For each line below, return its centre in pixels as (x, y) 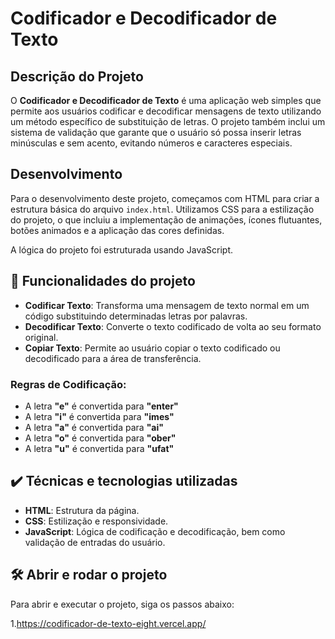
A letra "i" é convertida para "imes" (99, 416)
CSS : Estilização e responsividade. (96, 521)
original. (41, 337)
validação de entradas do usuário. (95, 542)
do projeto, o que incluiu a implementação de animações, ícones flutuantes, (166, 219)
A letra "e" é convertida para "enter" (101, 406)
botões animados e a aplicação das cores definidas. (117, 230)
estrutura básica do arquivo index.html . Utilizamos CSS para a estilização (162, 209)
